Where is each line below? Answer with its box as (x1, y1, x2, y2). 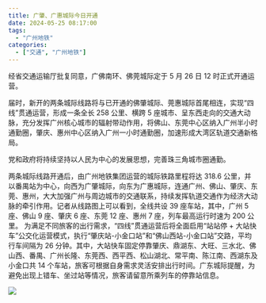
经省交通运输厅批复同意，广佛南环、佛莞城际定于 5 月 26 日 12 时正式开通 (8, 71, 248, 80)
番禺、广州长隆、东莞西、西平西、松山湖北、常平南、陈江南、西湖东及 (28, 251, 258, 260)
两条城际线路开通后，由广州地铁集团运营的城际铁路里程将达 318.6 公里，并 (8, 171, 252, 181)
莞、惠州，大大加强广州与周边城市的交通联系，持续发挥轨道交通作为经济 (8, 191, 244, 201)
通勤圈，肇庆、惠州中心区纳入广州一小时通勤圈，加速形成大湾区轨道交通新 (8, 128, 251, 137)
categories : (8, 41, 47, 49)
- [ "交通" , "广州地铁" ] (15, 48, 87, 56)
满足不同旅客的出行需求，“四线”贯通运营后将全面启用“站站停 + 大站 (30, 221, 250, 230)
